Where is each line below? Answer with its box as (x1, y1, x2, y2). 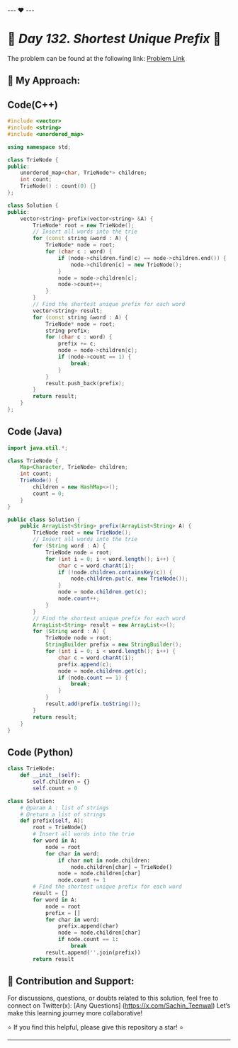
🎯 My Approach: (7, 74, 81, 87)
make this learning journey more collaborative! (7, 1009, 143, 1018)
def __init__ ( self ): (20, 772, 81, 779)
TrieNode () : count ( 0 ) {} (20, 183, 97, 190)
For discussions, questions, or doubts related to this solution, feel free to (7, 994, 219, 1003)
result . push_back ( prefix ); (45, 380, 125, 387)
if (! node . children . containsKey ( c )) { (57, 569, 173, 576)
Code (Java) (7, 426, 62, 438)
